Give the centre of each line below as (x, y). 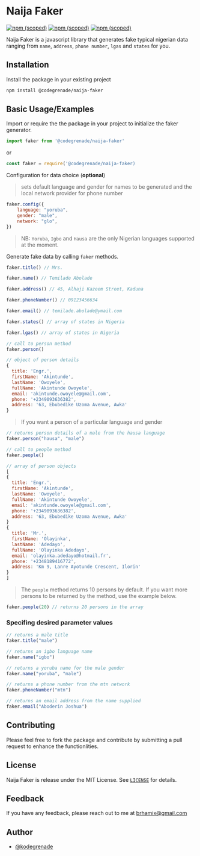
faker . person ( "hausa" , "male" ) (45, 439)
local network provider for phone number (72, 194)
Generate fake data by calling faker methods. (62, 256)
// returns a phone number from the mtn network (68, 684)
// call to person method (38, 344)
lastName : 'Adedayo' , (39, 544)
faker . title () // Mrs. (35, 267)
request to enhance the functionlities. (53, 746)
